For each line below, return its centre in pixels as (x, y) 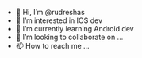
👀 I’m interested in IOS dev (59, 20)
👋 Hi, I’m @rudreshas (50, 12)
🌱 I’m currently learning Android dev (75, 29)
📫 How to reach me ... (52, 46)
